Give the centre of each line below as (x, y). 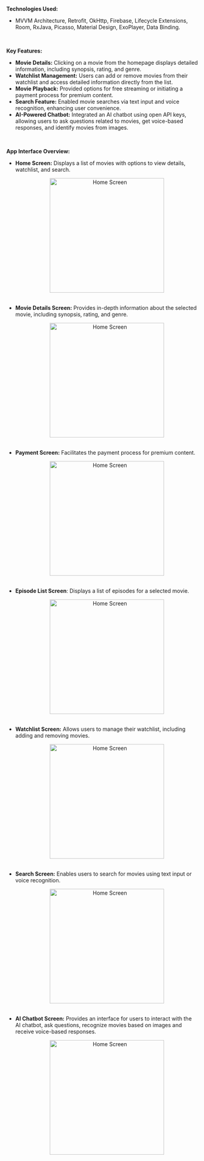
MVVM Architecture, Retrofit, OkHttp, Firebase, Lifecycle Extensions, (101, 20)
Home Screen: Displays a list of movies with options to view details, (100, 163)
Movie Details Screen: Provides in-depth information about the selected (106, 308)
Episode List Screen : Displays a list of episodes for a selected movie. (102, 591)
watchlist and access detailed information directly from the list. (94, 82)
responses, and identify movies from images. (72, 127)
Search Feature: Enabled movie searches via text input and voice (97, 101)
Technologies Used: (32, 9)
